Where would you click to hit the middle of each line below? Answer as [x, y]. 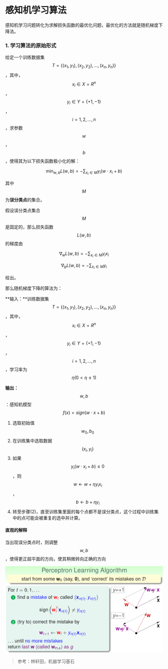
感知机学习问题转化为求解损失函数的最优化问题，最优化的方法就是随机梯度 [82, 25]
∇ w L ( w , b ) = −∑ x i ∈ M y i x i [84, 254]
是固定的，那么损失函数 [29, 227]
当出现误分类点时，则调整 [31, 542]
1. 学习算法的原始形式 [31, 45]
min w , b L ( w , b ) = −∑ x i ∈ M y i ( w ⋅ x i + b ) [84, 172]
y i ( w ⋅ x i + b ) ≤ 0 [88, 467]
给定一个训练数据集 [25, 57]
